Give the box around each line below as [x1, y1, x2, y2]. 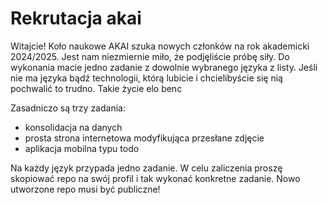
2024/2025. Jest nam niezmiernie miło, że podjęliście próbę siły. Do [10, 50, 290, 62]
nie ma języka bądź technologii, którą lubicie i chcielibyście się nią [10, 72, 283, 84]
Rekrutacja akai [10, 7, 142, 30]
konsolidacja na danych [24, 121, 123, 133]
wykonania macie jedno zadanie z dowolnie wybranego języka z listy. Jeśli [10, 61, 318, 73]
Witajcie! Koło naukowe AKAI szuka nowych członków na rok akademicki [10, 40, 310, 52]
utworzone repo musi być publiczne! [10, 183, 161, 195]
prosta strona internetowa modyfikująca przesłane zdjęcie [24, 132, 265, 144]
